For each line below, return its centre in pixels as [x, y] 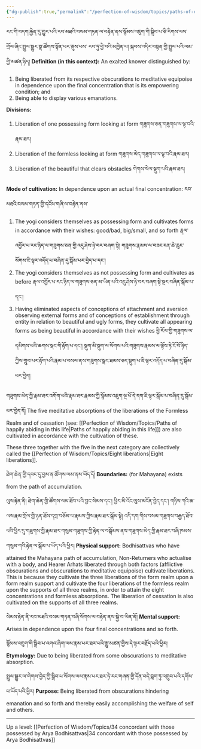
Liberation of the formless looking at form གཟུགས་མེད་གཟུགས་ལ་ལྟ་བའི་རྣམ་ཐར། [102, 154]
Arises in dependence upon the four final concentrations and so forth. [92, 629]
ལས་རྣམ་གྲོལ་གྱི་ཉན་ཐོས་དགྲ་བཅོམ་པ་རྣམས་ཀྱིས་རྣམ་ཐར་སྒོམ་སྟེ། [65, 516]
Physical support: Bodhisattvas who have [128, 546]
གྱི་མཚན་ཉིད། [18, 61]
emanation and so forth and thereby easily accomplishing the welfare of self [100, 703]
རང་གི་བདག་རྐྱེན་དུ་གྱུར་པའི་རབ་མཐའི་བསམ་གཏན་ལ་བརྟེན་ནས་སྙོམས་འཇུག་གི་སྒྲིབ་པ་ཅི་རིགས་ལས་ [97, 31]
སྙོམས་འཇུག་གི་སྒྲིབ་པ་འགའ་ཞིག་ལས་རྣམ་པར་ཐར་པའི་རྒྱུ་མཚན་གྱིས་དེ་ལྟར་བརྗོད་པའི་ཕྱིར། [87, 643]
